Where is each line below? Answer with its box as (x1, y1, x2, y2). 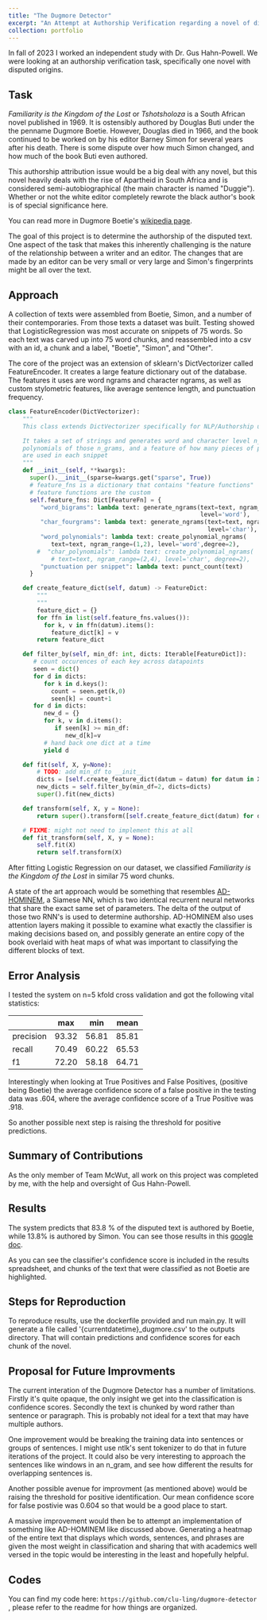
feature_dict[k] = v (50, 629, 119, 637)
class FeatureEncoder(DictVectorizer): (8, 408, 141, 416)
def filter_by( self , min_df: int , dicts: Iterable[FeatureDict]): (22, 650, 247, 658)
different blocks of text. (8, 946, 85, 955)
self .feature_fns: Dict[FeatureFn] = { (29, 496, 161, 504)
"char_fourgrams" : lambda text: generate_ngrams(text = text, (40, 518, 244, 526)
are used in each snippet (22, 452, 109, 459)
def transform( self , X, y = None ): (22, 804, 141, 812)
